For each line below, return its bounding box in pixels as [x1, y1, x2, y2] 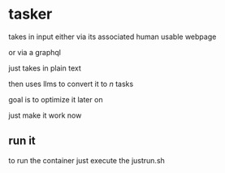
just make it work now [8, 110, 82, 120]
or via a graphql [8, 47, 61, 57]
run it [8, 134, 37, 148]
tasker [8, 5, 53, 24]
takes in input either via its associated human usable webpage [8, 32, 217, 41]
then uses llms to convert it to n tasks [8, 79, 134, 89]
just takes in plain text [8, 63, 81, 73]
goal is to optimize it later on [8, 94, 103, 104]
